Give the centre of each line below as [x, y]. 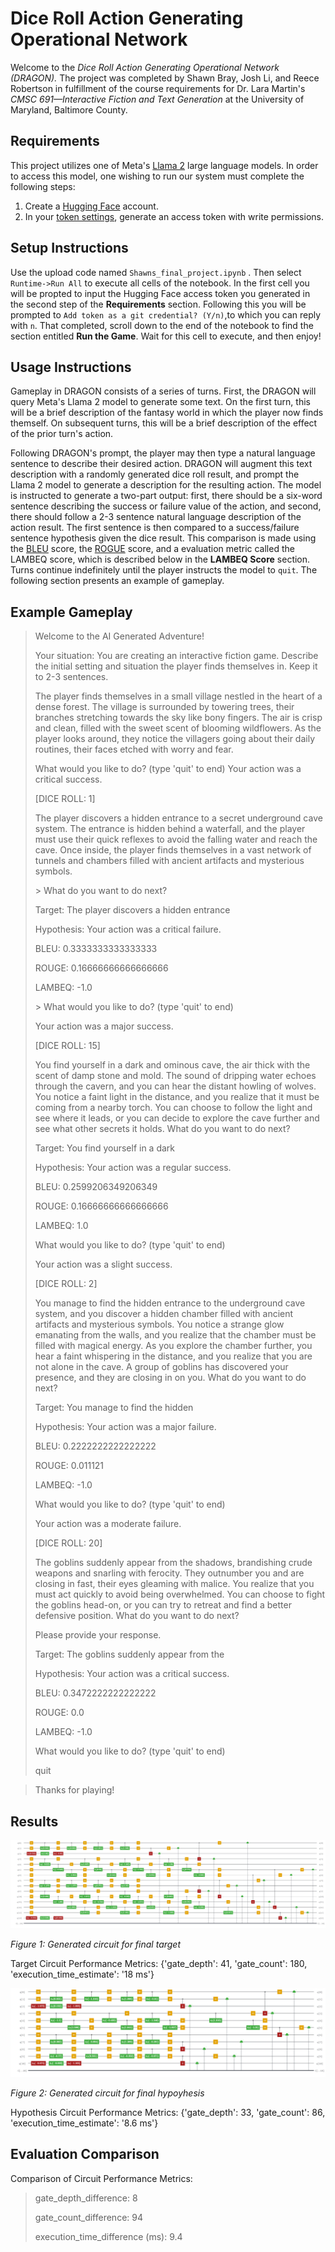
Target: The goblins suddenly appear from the [129, 1654]
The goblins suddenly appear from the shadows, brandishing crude [173, 1563]
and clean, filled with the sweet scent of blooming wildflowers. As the [178, 728]
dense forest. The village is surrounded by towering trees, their [164, 707]
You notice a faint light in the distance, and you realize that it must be [177, 1097]
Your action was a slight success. [103, 1264]
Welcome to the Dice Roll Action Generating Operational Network [145, 67]
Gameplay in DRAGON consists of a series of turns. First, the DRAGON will [163, 391]
